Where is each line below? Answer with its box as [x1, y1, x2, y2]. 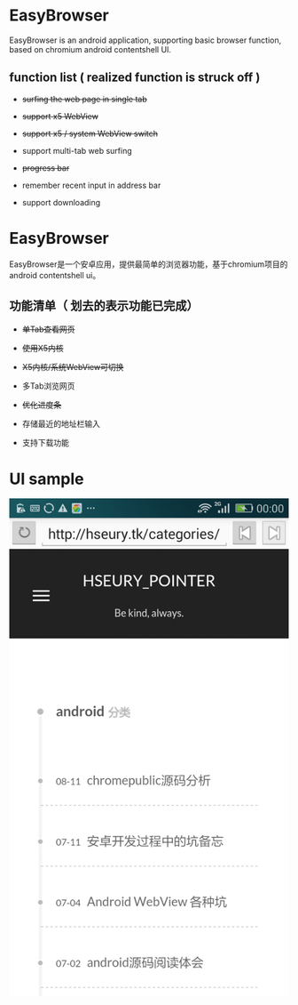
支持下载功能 [21, 437, 69, 447]
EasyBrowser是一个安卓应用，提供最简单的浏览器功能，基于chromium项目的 [9, 259, 288, 269]
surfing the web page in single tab [21, 93, 148, 104]
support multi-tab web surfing [21, 145, 133, 156]
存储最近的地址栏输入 [21, 418, 100, 429]
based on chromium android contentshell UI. [9, 44, 171, 54]
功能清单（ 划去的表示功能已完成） [9, 299, 199, 314]
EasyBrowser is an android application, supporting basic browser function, [9, 35, 282, 45]
